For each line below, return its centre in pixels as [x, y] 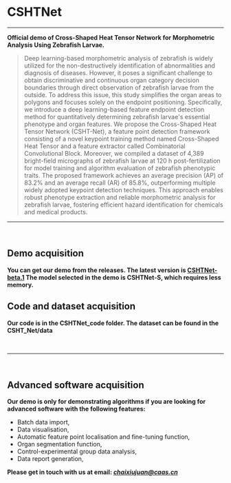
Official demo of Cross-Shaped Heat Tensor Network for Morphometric [111, 37]
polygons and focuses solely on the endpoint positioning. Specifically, [123, 102]
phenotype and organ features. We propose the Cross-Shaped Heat [120, 124]
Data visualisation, [43, 430]
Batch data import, [43, 422]
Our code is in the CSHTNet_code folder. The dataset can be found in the [113, 323]
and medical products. [56, 212]
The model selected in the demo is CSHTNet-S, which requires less [123, 277]
